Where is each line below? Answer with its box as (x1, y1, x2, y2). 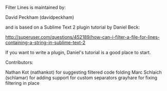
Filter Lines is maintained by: (5, 5, 66, 10)
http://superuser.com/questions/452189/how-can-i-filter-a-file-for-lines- (5, 34, 160, 40)
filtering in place (5, 80, 40, 86)
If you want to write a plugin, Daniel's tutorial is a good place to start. (5, 50, 151, 55)
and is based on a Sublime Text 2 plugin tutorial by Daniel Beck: (5, 24, 140, 30)
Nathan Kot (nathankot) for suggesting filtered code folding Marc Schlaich (5, 69, 162, 75)
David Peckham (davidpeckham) (5, 14, 75, 20)
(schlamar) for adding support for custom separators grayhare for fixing (5, 75, 158, 81)
